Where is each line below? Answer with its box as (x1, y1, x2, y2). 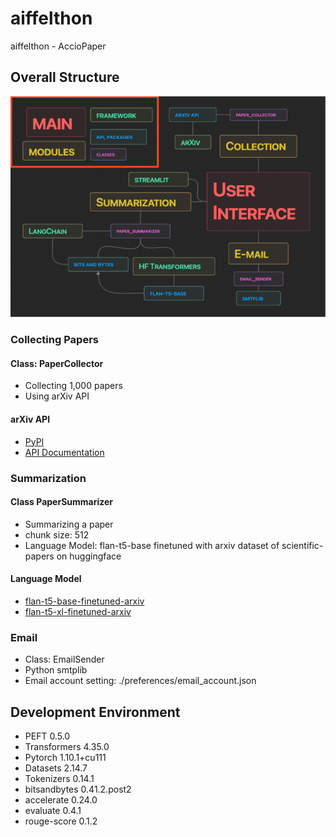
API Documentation (24, 446, 105, 458)
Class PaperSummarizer (10, 496, 114, 508)
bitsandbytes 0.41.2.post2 (24, 783, 132, 796)
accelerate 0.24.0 (24, 794, 98, 806)
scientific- (281, 539, 324, 551)
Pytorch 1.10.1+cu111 (24, 752, 107, 764)
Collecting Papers (10, 333, 99, 347)
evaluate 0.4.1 (24, 805, 82, 817)
